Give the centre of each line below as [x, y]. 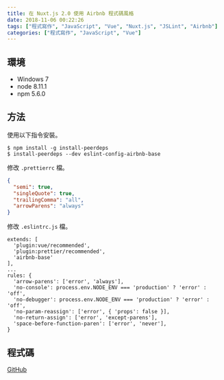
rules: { [20, 276]
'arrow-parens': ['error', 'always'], [69, 282]
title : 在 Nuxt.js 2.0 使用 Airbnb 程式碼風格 [71, 13]
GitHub [17, 369]
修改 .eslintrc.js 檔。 [39, 227]
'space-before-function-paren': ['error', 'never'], [90, 324]
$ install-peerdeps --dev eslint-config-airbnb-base [84, 154]
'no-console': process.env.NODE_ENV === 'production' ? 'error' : [110, 288]
